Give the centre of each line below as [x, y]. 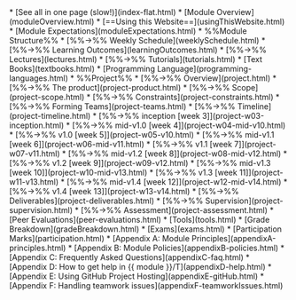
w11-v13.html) [34, 182]
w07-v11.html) [35, 154]
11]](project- [261, 172]
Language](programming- [204, 69]
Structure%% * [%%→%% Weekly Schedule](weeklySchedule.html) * [137, 40]
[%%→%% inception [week [150, 116]
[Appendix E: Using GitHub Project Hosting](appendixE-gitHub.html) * [136, 276]
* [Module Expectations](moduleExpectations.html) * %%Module [128, 31]
